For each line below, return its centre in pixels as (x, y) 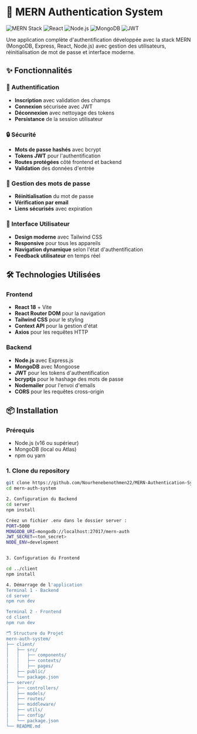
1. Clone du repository (38, 471)
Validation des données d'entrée (55, 168)
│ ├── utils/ (25, 710)
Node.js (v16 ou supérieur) (47, 443)
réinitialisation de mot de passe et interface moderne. (71, 52)
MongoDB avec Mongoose (47, 366)
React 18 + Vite (33, 307)
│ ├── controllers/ (33, 688)
